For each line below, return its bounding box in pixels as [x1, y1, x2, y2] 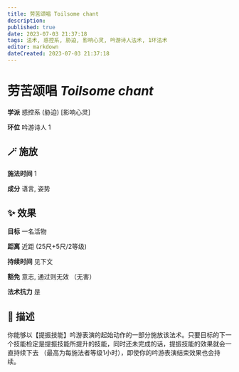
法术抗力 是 [7, 287, 41, 296]
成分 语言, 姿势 [7, 184, 51, 193]
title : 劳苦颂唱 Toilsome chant [7, 10, 100, 18]
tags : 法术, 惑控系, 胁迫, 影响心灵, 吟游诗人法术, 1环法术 [7, 37, 168, 44]
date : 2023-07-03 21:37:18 [7, 30, 87, 38]
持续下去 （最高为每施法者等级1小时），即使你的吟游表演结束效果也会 [13, 349, 215, 357]
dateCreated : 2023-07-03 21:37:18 [7, 51, 110, 58]
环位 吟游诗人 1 [7, 122, 51, 132]
